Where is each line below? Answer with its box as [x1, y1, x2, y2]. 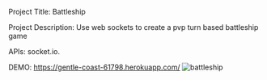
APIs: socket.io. [8, 47, 61, 56]
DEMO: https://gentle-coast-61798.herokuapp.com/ [8, 62, 180, 72]
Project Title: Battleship [8, 7, 87, 16]
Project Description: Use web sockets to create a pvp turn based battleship [8, 23, 259, 32]
